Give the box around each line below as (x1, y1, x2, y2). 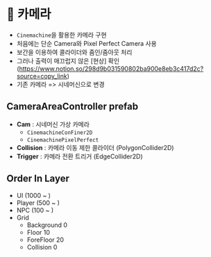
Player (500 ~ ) (16, 199, 60, 207)
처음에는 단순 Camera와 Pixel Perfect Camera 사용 (16, 39, 157, 47)
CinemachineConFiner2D (26, 129, 93, 136)
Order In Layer (6, 173, 70, 185)
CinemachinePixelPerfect (26, 136, 99, 143)
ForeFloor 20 (26, 235, 64, 244)
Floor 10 (26, 228, 50, 236)
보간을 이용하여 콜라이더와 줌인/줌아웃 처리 (16, 48, 133, 56)
